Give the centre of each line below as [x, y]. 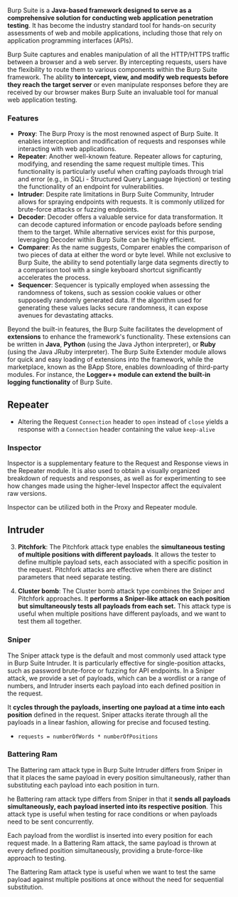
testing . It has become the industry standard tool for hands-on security [112, 25]
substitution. [26, 887]
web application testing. [43, 100]
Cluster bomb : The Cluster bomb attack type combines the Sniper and [121, 591]
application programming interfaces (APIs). [70, 41]
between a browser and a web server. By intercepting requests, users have [117, 62]
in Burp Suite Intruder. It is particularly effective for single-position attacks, [117, 663]
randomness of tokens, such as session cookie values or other [109, 293]
